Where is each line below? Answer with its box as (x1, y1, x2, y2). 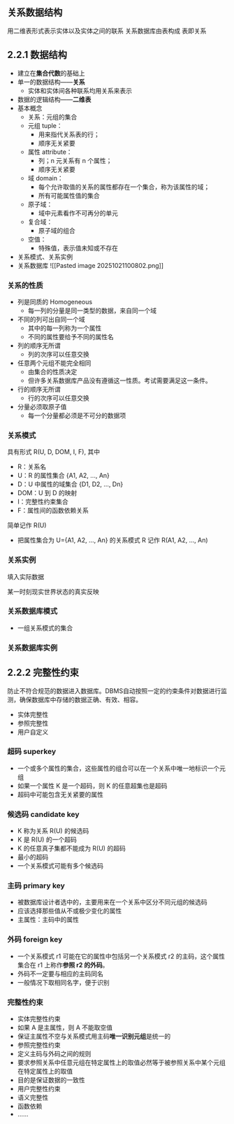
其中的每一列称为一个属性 (27, 324, 102, 332)
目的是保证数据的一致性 (17, 1076, 85, 1084)
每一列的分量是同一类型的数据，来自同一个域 (27, 306, 157, 315)
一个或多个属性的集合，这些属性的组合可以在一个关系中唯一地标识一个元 (17, 764, 226, 772)
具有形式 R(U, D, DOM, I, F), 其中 (7, 448, 100, 456)
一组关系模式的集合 (17, 623, 73, 632)
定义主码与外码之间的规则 (17, 1050, 92, 1058)
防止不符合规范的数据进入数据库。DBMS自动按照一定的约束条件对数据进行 (7, 686, 221, 695)
